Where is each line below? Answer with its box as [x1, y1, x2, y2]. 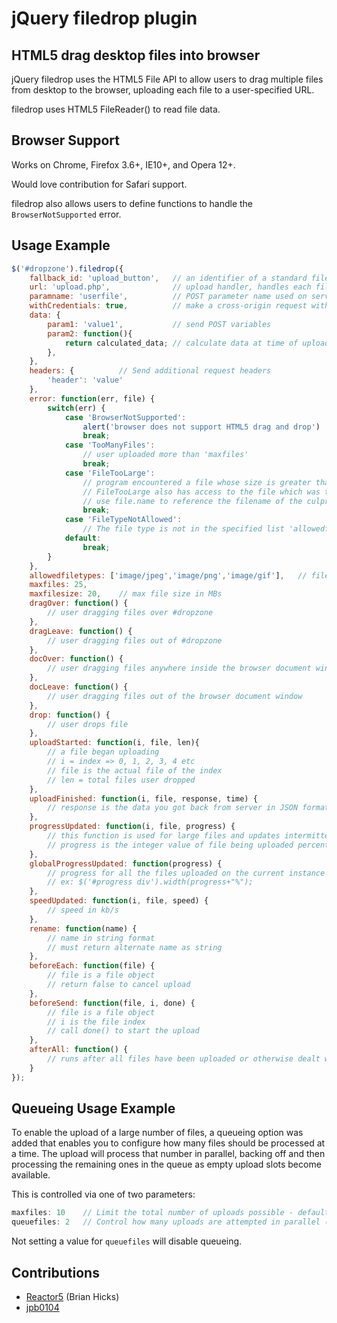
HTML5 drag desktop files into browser [11, 47, 261, 64]
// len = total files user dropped [47, 775, 196, 785]
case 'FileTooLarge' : [64, 468, 156, 478]
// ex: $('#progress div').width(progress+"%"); [47, 877, 254, 887]
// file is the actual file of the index [47, 765, 223, 776]
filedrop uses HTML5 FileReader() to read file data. [11, 103, 221, 115]
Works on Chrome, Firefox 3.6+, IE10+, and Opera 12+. [11, 158, 236, 171]
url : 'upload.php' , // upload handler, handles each [29, 282, 312, 292]
